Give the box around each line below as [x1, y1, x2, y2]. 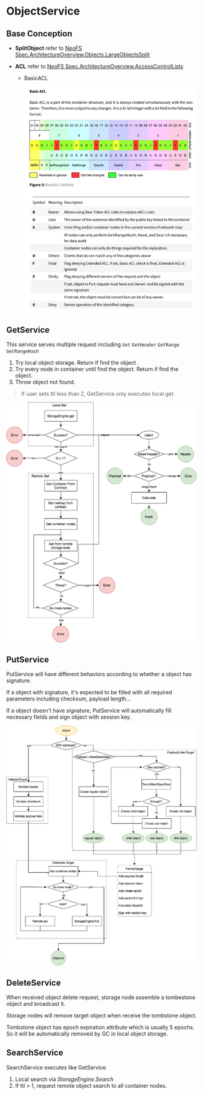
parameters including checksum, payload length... [6, 695, 131, 702]
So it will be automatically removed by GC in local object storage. [6, 1030, 168, 1037]
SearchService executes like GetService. [6, 1063, 108, 1071]
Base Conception [6, 29, 72, 39]
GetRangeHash [6, 348, 39, 354]
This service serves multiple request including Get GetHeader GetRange [6, 341, 180, 348]
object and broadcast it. [6, 1000, 66, 1008]
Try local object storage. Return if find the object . [14, 359, 139, 366]
